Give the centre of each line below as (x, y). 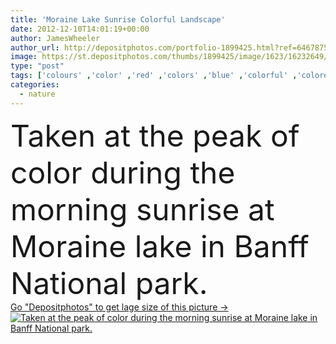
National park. (109, 283)
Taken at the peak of (155, 135)
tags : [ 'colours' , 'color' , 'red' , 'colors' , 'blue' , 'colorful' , (154, 76)
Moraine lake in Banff (160, 246)
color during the (123, 172)
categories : (35, 85)
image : (24, 57)
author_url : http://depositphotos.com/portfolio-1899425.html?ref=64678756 (171, 47)
